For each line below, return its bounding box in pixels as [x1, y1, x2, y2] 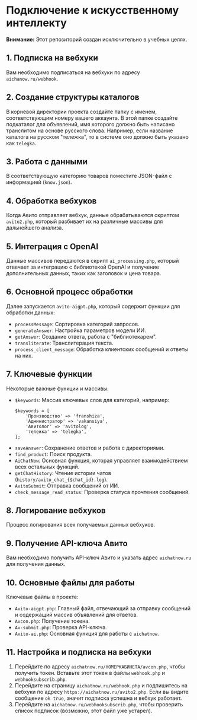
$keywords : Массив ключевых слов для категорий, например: [14, 396, 170, 403]
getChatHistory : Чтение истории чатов [14, 469, 111, 476]
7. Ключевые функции [6, 369, 93, 380]
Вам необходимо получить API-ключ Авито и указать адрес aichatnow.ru [6, 554, 192, 561]
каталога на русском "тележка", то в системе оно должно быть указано [6, 133, 189, 140]
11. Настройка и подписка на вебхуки [6, 647, 152, 657]
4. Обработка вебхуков [6, 196, 97, 206]
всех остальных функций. [14, 463, 80, 470]
